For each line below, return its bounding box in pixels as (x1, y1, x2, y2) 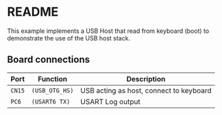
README (7, 4, 59, 20)
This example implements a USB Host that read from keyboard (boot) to (7, 27, 210, 35)
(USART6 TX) (31, 97, 71, 105)
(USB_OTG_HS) (31, 86, 74, 94)
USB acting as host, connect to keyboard (79, 86, 212, 95)
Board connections (7, 54, 90, 66)
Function (37, 74, 67, 84)
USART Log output (79, 97, 140, 106)
